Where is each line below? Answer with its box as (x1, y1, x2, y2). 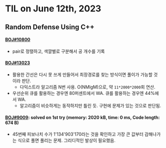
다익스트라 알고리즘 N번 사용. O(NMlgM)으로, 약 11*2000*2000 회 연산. (19, 84, 156, 90)
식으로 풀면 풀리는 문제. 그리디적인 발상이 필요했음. (17, 138, 115, 144)
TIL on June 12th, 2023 (5, 3, 102, 14)
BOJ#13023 (5, 60, 30, 66)
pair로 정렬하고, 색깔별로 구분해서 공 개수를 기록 (12, 48, 105, 54)
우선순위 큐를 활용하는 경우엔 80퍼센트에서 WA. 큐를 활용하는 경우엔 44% (12, 90, 155, 96)
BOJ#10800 (5, 37, 31, 43)
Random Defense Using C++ (5, 23, 95, 31)
